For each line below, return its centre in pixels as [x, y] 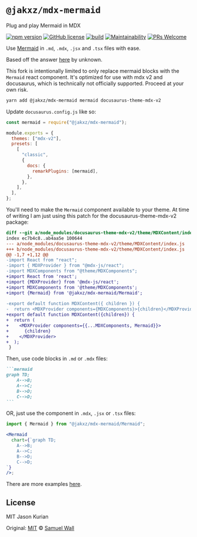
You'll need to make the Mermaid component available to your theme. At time [98, 210]
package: [17, 222]
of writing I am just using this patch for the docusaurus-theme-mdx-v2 [91, 216]
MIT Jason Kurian [27, 517]
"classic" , [35, 155]
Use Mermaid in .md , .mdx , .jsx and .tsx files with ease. [73, 48]
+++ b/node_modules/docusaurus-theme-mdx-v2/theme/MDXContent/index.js [95, 249]
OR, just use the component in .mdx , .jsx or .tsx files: [71, 413]
